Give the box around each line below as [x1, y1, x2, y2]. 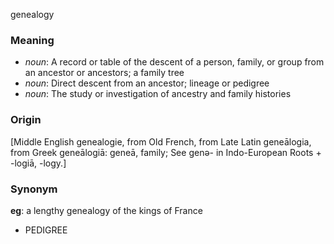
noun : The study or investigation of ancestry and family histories [24, 88, 292, 100]
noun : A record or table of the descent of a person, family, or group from [24, 56, 325, 68]
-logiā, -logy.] [10, 157, 67, 169]
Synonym [10, 182, 58, 196]
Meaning [10, 33, 55, 47]
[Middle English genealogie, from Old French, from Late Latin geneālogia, [10, 135, 312, 148]
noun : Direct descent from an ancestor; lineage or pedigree [24, 77, 270, 89]
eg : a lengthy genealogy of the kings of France [10, 204, 203, 216]
